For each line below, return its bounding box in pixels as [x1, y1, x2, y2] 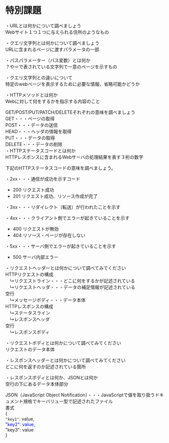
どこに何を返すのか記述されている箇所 [5, 364, 86, 370]
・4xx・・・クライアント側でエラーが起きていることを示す [5, 215, 130, 221]
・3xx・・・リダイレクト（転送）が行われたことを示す [5, 204, 121, 210]
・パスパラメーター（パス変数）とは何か [5, 57, 91, 63]
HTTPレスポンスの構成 [5, 303, 54, 309]
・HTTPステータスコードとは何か [5, 147, 76, 154]
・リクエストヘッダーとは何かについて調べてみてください [5, 265, 126, 271]
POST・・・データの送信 [5, 122, 58, 128]
